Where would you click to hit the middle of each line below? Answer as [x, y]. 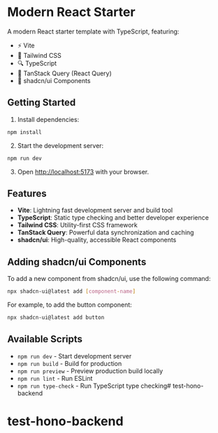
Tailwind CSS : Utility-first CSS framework [77, 225]
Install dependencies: [48, 119]
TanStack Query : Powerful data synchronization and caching [106, 233]
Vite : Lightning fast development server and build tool [95, 211]
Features [27, 193]
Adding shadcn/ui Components [77, 262]
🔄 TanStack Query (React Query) [64, 73]
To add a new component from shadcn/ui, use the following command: [109, 279]
